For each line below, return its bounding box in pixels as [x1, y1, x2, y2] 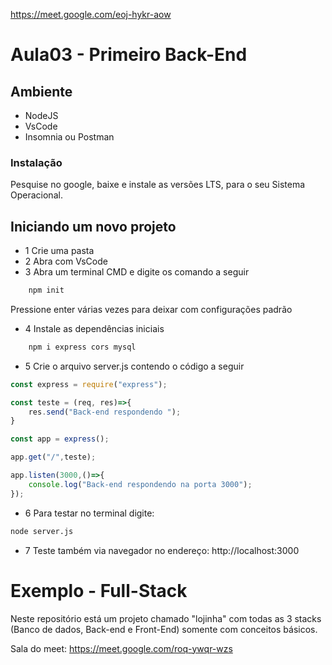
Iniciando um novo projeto [10, 218, 177, 235]
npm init [28, 285, 65, 296]
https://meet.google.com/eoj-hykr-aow [10, 9, 172, 20]
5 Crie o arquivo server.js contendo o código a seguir [24, 360, 245, 372]
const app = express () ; [10, 434, 110, 444]
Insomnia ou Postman [24, 131, 115, 143]
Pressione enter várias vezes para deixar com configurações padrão [10, 303, 293, 315]
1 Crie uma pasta [24, 245, 95, 257]
